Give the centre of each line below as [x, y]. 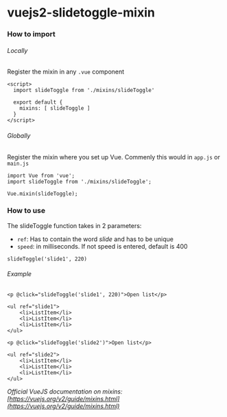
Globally [19, 135]
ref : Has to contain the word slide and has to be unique [95, 239]
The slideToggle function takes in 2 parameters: [74, 225]
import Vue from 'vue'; [41, 176]
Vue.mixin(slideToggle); [43, 194]
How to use [26, 211]
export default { [38, 102]
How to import [32, 34]
